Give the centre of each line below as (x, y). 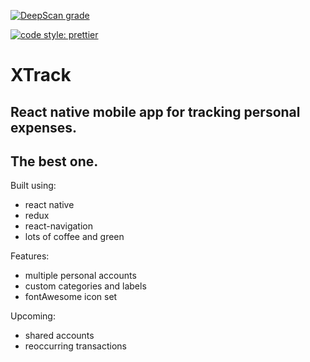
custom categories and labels (85, 286)
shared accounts (59, 336)
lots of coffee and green (74, 237)
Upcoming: (33, 316)
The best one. (54, 161)
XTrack (41, 75)
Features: (30, 256)
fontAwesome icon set (71, 297)
